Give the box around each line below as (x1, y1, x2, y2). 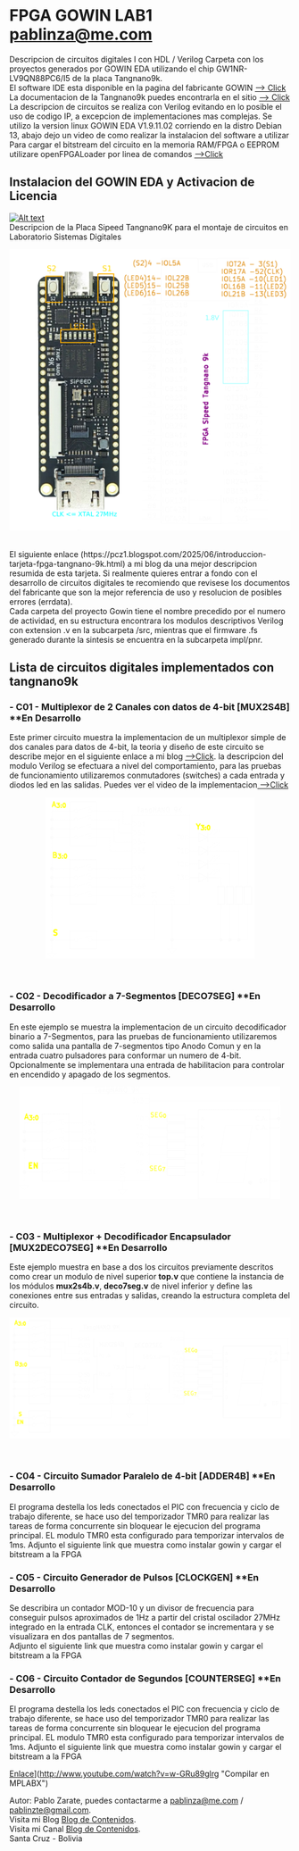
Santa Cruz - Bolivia (9, 1833, 83, 1844)
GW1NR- (215, 63, 248, 74)
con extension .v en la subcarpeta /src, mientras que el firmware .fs (9, 624, 259, 635)
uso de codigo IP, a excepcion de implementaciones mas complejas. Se (9, 111, 272, 121)
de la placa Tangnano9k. (71, 72, 163, 83)
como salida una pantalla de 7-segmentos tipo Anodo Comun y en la (9, 1040, 262, 1051)
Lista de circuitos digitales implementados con (9, 660, 275, 675)
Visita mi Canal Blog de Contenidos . (9, 1823, 141, 1835)
